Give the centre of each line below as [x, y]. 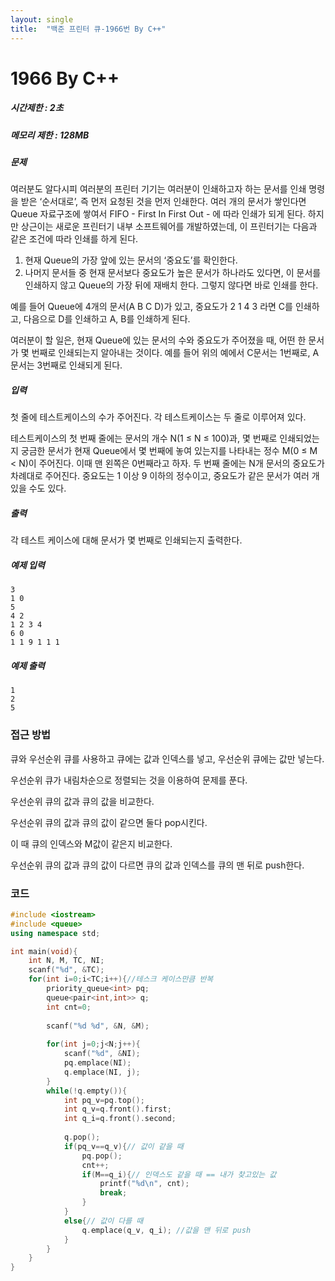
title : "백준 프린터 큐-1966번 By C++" [88, 29]
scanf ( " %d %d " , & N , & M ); [98, 1026]
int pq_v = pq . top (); [104, 1100]
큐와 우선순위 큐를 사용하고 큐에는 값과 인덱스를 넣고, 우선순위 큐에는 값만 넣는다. [167, 758]
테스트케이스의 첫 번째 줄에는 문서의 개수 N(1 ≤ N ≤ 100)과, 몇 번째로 [144, 438]
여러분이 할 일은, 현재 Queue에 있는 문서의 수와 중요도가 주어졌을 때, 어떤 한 [158, 340]
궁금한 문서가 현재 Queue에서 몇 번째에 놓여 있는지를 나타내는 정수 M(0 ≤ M [169, 451]
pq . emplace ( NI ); [97, 1063]
